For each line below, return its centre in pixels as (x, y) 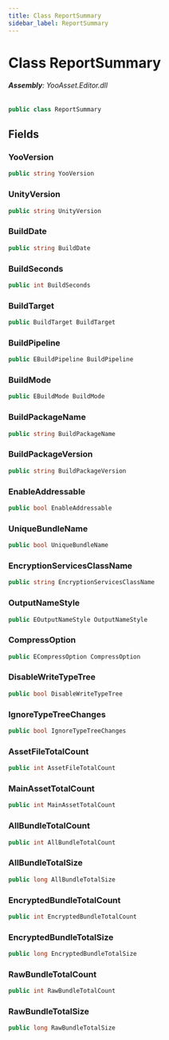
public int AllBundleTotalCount (62, 842)
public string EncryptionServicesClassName (82, 582)
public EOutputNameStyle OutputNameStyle (78, 619)
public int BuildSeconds (49, 285)
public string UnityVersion (55, 211)
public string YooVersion (51, 174)
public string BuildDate (49, 248)
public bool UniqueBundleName (59, 546)
